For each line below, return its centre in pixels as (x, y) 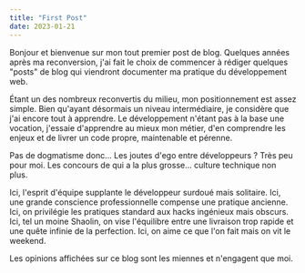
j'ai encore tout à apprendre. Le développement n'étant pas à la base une (147, 118)
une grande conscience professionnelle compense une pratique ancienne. (149, 202)
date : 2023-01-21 (42, 26)
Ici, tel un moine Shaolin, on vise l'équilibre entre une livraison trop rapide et (152, 221)
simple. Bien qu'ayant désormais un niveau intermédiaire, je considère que (149, 108)
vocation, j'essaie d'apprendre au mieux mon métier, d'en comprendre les (148, 127)
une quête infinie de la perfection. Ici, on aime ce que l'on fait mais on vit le (150, 231)
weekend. (28, 240)
